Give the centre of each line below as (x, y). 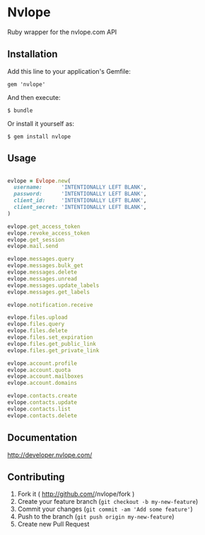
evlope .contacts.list (39, 409)
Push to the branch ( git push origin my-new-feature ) (96, 517)
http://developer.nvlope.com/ (50, 455)
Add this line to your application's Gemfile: (69, 71)
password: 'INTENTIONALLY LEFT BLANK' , (80, 194)
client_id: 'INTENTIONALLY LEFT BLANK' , (80, 201)
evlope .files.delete (38, 331)
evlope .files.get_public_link (52, 344)
